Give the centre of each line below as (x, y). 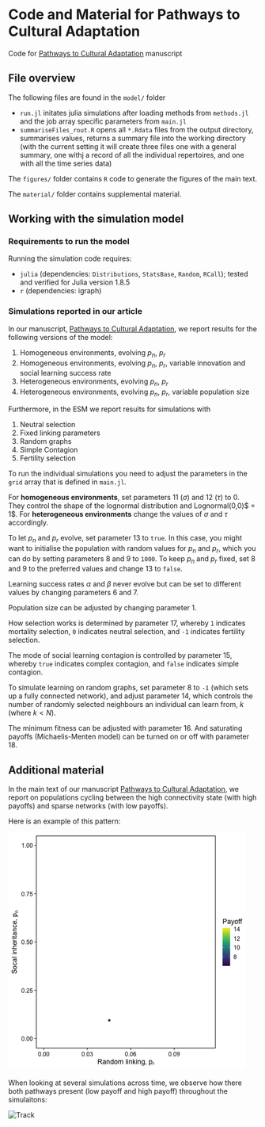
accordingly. (28, 522)
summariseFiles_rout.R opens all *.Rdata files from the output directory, (137, 129)
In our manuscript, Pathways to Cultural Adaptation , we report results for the (132, 329)
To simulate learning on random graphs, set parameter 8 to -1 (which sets (129, 688)
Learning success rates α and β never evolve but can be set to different (125, 584)
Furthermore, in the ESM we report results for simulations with (110, 409)
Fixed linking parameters (60, 433)
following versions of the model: (61, 337)
